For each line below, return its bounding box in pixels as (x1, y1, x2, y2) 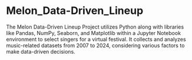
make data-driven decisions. (6, 48, 75, 55)
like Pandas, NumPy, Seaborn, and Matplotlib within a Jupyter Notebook (6, 29, 181, 36)
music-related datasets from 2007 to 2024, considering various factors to (6, 42, 185, 49)
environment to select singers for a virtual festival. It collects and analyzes (6, 36, 187, 43)
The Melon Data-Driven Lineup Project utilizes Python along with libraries (6, 23, 184, 30)
